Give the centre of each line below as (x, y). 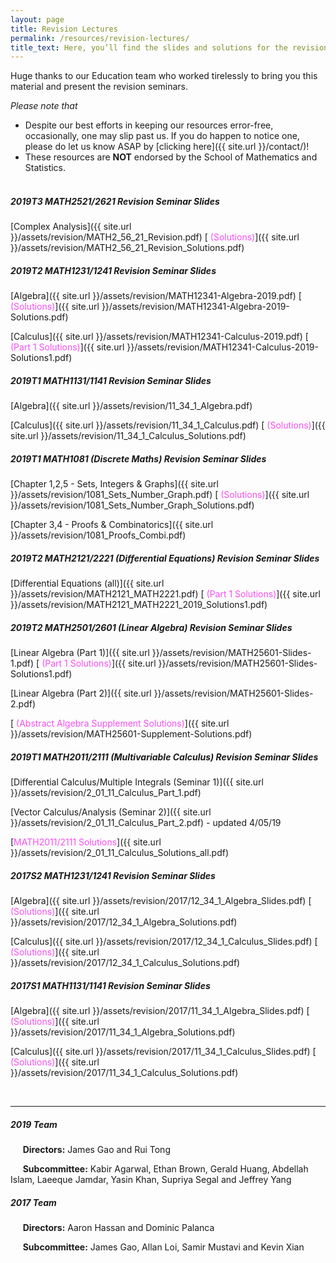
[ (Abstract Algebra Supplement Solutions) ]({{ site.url (120, 723)
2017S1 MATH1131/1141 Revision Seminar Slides (110, 985)
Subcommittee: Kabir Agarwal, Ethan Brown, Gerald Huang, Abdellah (165, 1168)
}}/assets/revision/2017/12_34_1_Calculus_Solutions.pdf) (125, 962)
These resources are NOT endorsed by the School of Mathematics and (171, 157)
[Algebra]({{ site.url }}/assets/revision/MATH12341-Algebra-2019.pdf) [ (156, 296)
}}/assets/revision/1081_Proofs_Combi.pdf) (98, 535)
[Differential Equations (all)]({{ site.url (87, 583)
